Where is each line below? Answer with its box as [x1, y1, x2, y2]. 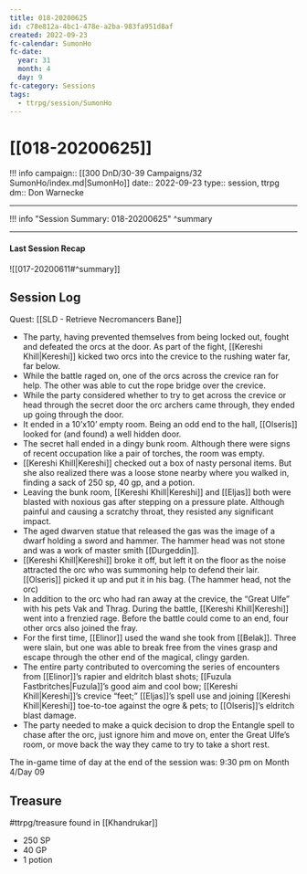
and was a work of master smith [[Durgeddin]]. [22, 545, 199, 556]
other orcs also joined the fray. [22, 623, 139, 634]
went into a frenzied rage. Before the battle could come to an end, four [22, 613, 290, 624]
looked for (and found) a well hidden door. [22, 428, 182, 439]
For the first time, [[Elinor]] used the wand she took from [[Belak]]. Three [22, 632, 297, 644]
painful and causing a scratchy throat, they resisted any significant [22, 506, 274, 517]
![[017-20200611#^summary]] [9, 263, 121, 274]
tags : [9, 90, 30, 99]
